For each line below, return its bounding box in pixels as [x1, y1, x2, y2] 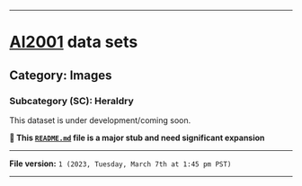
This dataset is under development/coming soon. [9, 114, 191, 126]
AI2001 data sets [9, 32, 138, 52]
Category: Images [9, 67, 112, 83]
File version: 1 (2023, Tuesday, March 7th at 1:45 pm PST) [9, 158, 232, 169]
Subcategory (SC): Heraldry [9, 94, 134, 107]
